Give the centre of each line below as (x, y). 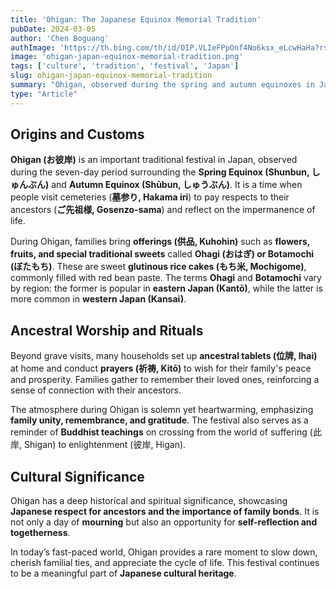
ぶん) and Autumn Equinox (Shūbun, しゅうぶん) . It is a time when (165, 185)
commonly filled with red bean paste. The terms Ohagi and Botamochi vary (166, 278)
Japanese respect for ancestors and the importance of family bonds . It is (165, 512)
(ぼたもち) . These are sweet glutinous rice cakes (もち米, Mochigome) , (158, 267)
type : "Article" (44, 94)
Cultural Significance (77, 476)
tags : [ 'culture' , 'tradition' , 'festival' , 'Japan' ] (125, 66)
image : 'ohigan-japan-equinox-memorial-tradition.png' (127, 57)
